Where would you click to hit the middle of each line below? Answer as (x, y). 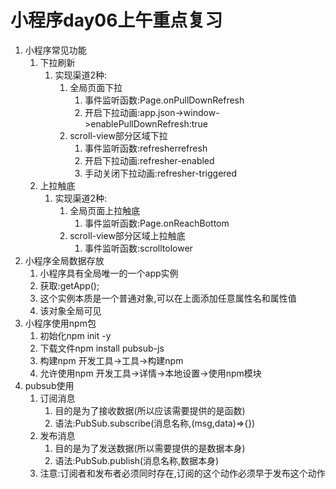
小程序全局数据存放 (64, 260)
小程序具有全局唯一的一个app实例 (109, 273)
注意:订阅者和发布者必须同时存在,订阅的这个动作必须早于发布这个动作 (182, 473)
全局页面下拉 (96, 87)
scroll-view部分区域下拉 (118, 135)
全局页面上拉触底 (105, 210)
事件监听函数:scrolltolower (138, 248)
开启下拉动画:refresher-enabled (149, 160)
